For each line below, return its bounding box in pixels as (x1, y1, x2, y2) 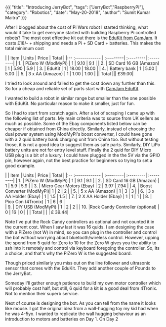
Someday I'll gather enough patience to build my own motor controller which (5, 280, 161, 286)
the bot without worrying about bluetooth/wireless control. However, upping (5, 235, 160, 240)
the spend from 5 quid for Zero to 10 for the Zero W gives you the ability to (5, 240, 157, 246)
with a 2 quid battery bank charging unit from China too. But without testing (5, 136, 159, 142)
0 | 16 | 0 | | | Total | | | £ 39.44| (5, 209, 69, 215)
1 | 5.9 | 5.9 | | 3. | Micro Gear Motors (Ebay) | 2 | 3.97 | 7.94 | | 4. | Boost (5, 183, 152, 189)
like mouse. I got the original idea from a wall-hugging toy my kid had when (5, 306, 159, 311)
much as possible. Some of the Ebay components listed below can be (5, 121, 147, 126)
